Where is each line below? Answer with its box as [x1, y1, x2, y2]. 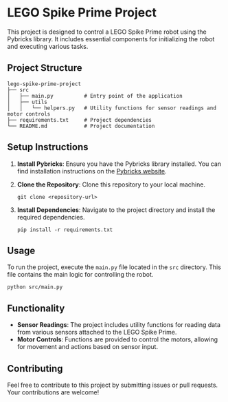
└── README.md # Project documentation [7, 123, 155, 129]
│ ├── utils [7, 98, 48, 105]
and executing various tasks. [7, 42, 89, 50]
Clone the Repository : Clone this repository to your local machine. [16, 180, 206, 189]
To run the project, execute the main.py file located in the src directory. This [7, 263, 222, 271]
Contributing [7, 363, 63, 374]
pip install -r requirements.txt [16, 226, 113, 233]
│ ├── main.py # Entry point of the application [7, 92, 183, 99]
